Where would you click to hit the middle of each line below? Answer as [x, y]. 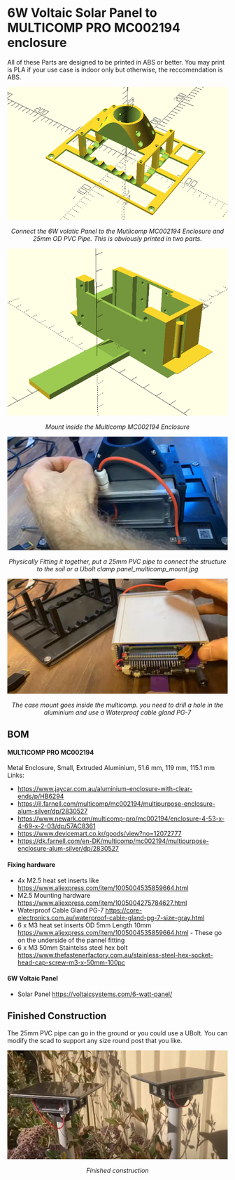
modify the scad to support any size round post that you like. [95, 1040]
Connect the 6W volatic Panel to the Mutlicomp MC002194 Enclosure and [117, 231]
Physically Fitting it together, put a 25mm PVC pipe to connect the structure [117, 561]
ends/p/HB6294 [41, 796]
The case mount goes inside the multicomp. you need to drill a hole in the [117, 705]
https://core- [123, 910]
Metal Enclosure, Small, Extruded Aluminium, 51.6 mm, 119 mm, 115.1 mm [111, 768]
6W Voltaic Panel [33, 979]
